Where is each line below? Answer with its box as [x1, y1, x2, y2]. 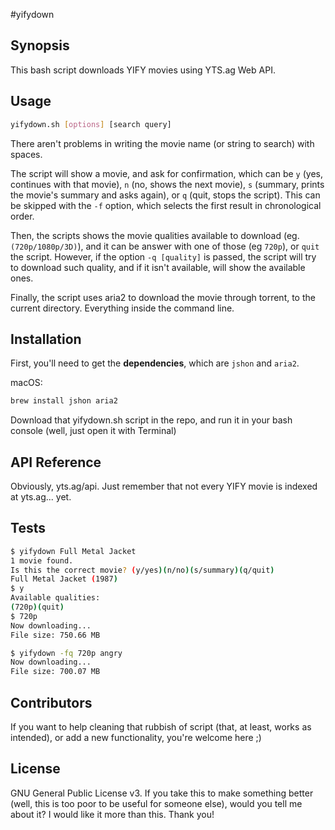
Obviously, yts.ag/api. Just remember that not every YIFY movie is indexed [10, 480, 318, 492]
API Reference [10, 454, 102, 471]
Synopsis [10, 37, 70, 54]
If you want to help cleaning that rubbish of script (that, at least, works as [10, 721, 312, 733]
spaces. [10, 148, 43, 160]
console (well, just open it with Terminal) [10, 425, 177, 437]
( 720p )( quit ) [10, 602, 65, 613]
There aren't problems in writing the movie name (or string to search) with [10, 137, 315, 149]
